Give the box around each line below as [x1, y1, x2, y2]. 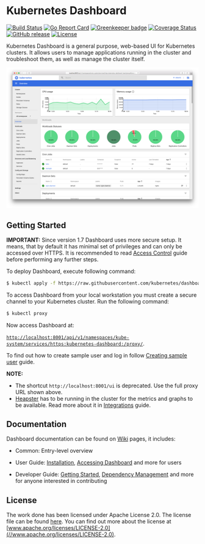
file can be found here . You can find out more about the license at [6, 518, 172, 525]
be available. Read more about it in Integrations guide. [15, 401, 151, 409]
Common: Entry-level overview [15, 447, 93, 455]
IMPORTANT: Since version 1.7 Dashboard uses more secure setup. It [6, 236, 182, 244]
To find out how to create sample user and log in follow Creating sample [6, 351, 187, 359]
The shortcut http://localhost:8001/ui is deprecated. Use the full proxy [15, 382, 198, 389]
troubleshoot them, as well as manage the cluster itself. [6, 55, 145, 62]
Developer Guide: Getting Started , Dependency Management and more [15, 471, 194, 478]
